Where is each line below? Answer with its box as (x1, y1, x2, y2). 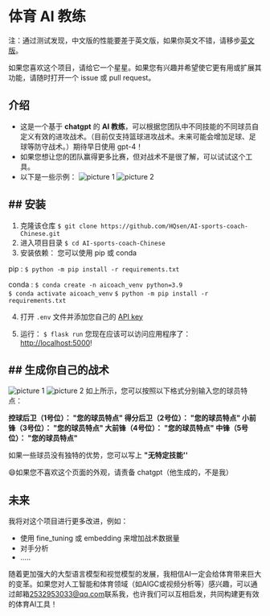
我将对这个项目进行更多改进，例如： (8, 516, 129, 526)
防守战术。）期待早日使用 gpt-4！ (34, 142, 143, 151)
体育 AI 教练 (8, 7, 87, 26)
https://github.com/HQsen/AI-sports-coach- (100, 222, 249, 230)
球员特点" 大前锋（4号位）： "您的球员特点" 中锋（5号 (71, 424, 249, 433)
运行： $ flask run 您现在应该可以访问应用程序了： (19, 329, 191, 338)
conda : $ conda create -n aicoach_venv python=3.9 (8, 279, 183, 289)
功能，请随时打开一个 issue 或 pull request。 (8, 72, 156, 82)
